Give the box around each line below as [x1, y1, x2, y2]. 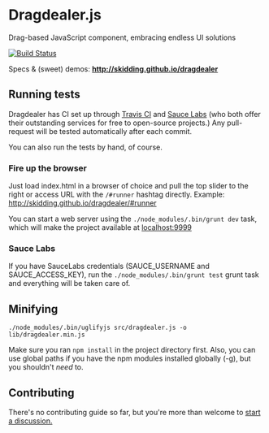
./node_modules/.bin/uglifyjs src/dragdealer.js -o [8, 323, 187, 332]
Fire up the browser [8, 162, 87, 174]
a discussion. [8, 416, 53, 426]
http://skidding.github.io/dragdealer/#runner [8, 198, 157, 208]
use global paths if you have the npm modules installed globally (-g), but [8, 353, 251, 363]
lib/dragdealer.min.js [8, 331, 85, 339]
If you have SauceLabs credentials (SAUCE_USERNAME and [8, 262, 210, 271]
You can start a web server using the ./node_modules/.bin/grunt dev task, [8, 214, 258, 224]
